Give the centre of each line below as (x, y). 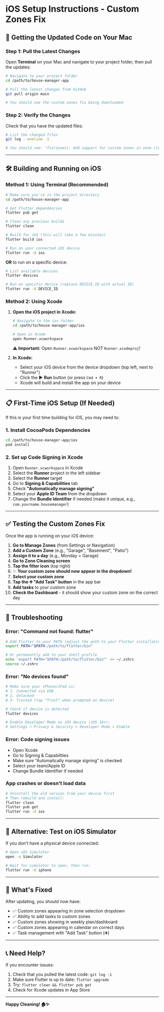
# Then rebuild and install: (35, 798)
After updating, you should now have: (43, 902)
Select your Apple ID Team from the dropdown (59, 494)
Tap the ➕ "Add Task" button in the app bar (57, 582)
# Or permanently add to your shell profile (51, 655)
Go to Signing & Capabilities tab (45, 484)
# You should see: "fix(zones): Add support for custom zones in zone (79, 148)
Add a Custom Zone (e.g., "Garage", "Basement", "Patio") (71, 550)
